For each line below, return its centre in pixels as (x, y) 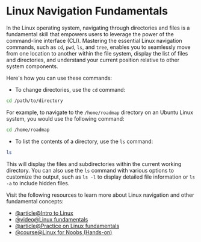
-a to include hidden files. (38, 183)
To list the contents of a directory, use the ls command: (84, 141)
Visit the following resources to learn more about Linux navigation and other (100, 195)
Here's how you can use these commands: (59, 78)
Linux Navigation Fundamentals (87, 11)
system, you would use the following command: (65, 118)
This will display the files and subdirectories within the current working (94, 164)
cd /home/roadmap (28, 130)
